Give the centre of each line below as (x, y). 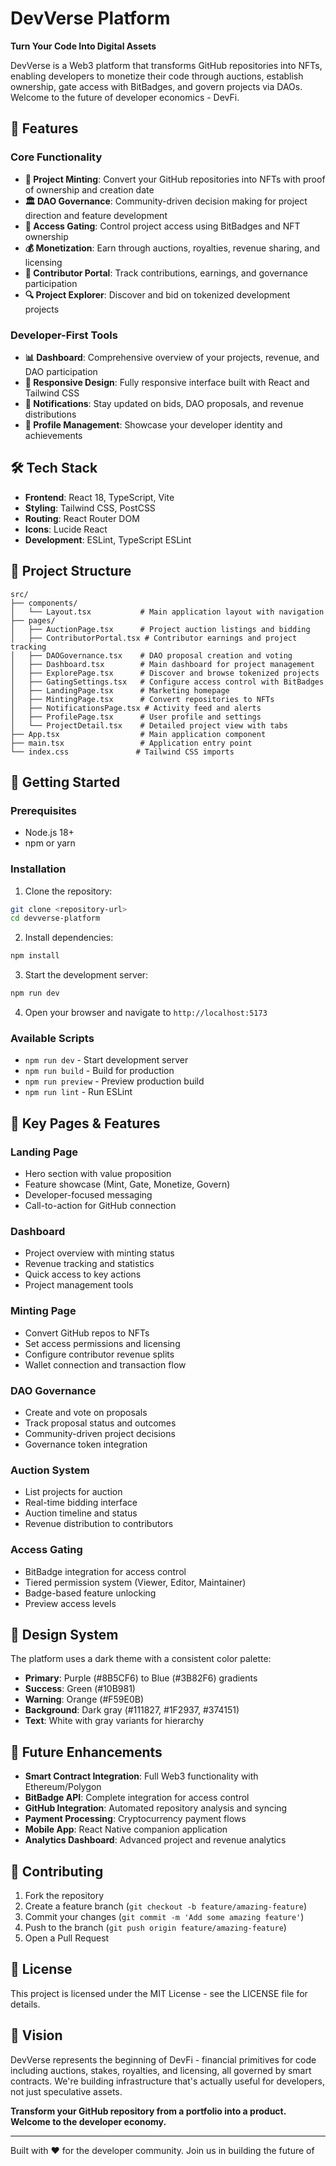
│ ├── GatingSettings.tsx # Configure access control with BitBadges (167, 682)
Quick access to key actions (83, 1274)
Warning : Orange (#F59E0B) (84, 1699)
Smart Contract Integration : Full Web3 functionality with (141, 1776)
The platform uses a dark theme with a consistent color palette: (141, 1659)
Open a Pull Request (67, 1938)
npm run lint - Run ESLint (78, 1092)
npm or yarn (50, 843)
